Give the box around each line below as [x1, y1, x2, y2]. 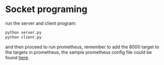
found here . [5, 54, 29, 60]
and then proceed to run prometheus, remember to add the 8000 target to [5, 44, 159, 50]
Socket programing [5, 4, 87, 15]
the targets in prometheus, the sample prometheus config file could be [5, 49, 152, 55]
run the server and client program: [5, 20, 77, 26]
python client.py [5, 34, 42, 40]
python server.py [5, 30, 42, 35]
